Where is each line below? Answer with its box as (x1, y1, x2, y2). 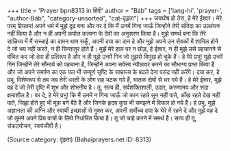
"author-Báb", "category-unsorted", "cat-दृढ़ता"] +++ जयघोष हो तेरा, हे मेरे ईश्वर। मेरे (7, 14, 222, 22)
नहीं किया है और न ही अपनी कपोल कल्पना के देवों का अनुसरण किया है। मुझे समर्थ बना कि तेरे (7, 29, 207, 38)
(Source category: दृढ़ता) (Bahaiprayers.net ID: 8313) (7, 135, 152, 143)
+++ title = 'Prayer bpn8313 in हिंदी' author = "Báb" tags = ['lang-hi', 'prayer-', (7, 7, 222, 14)
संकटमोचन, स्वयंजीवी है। (7, 122, 62, 130)
